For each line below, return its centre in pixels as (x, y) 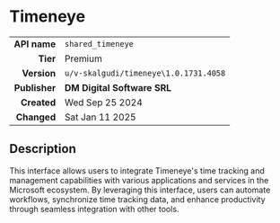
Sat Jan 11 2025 (100, 117)
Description (43, 149)
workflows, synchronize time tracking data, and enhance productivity (138, 199)
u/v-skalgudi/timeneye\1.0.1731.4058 (145, 73)
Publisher (35, 87)
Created (39, 103)
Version (39, 73)
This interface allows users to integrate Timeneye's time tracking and (137, 170)
